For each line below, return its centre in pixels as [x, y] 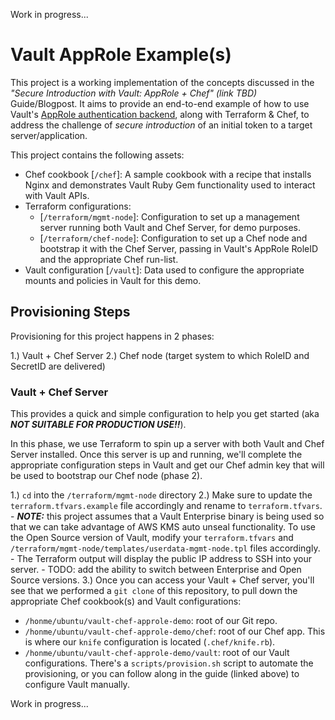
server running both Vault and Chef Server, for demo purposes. [170, 227]
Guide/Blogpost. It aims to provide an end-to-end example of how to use [160, 103]
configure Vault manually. [77, 685]
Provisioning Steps [70, 312]
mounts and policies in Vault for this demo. [113, 280]
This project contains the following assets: [97, 155]
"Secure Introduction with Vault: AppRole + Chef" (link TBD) [134, 93]
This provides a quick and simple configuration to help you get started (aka [165, 414]
